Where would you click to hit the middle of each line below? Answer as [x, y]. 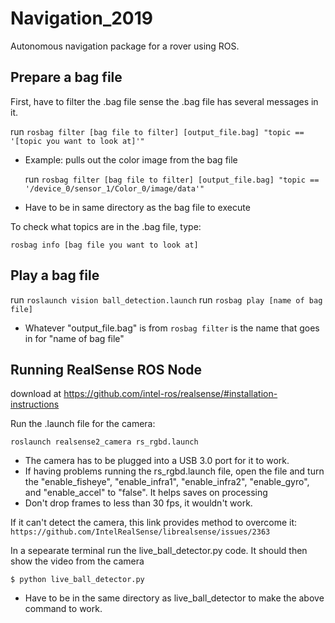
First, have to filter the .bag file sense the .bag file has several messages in [164, 101]
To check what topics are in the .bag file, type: [106, 226]
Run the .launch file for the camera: [83, 424]
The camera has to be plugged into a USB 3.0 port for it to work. [157, 461]
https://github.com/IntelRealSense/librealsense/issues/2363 [140, 532]
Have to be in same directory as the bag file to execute [137, 207]
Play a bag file [55, 275]
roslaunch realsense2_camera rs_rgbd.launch [104, 442]
